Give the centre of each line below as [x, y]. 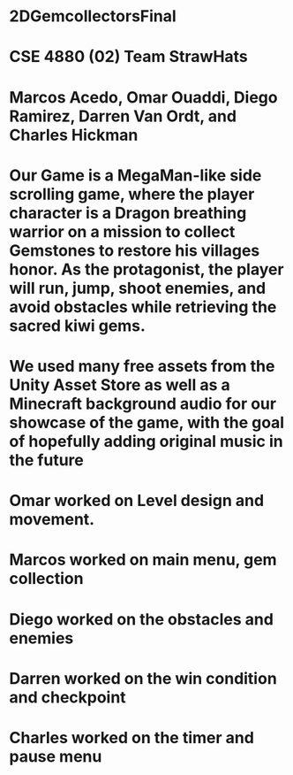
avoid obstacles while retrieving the [143, 307]
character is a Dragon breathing [128, 213]
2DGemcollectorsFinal [93, 16]
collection [46, 579]
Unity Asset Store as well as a [120, 384]
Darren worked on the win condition [143, 678]
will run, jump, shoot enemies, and [138, 288]
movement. [52, 520]
